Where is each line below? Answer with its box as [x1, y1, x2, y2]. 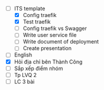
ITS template [14, 5, 45, 12]
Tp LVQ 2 [14, 71, 37, 78]
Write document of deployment [22, 38, 99, 45]
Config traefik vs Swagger [22, 25, 87, 32]
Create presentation [22, 45, 72, 52]
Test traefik [22, 18, 51, 25]
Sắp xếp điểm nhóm [14, 65, 63, 72]
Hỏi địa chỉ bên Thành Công [14, 58, 83, 65]
